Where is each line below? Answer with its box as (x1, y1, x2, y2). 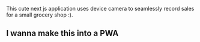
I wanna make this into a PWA (6, 28, 119, 38)
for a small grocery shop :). (6, 11, 73, 18)
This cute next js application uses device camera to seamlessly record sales (6, 5, 195, 12)
